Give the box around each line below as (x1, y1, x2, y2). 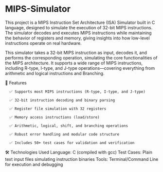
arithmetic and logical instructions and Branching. (5, 70, 105, 76)
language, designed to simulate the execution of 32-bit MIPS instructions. (5, 24, 153, 30)
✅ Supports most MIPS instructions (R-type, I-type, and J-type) (9, 89, 146, 94)
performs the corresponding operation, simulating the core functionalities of (5, 55, 158, 60)
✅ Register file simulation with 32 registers (9, 106, 107, 111)
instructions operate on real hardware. (5, 40, 82, 46)
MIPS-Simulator (5, 3, 71, 15)
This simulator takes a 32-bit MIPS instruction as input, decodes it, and (5, 50, 147, 56)
